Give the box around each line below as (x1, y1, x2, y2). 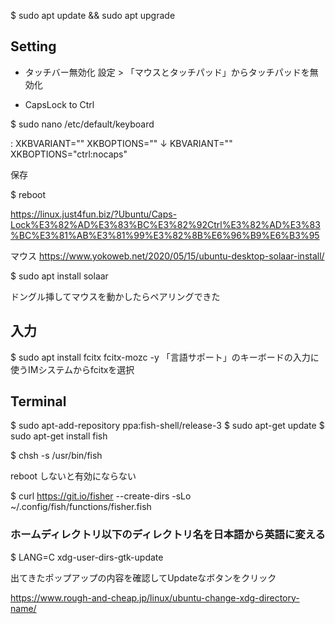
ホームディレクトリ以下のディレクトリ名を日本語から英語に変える (10, 528, 326, 542)
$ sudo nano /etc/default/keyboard (10, 118, 155, 130)
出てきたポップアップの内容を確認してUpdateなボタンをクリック (10, 571, 277, 584)
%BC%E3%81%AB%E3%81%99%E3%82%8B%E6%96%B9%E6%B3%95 (10, 229, 320, 241)
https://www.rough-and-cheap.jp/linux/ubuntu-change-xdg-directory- (10, 591, 300, 604)
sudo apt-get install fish (10, 430, 108, 442)
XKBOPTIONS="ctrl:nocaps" (10, 148, 128, 160)
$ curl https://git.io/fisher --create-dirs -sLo (10, 490, 192, 502)
